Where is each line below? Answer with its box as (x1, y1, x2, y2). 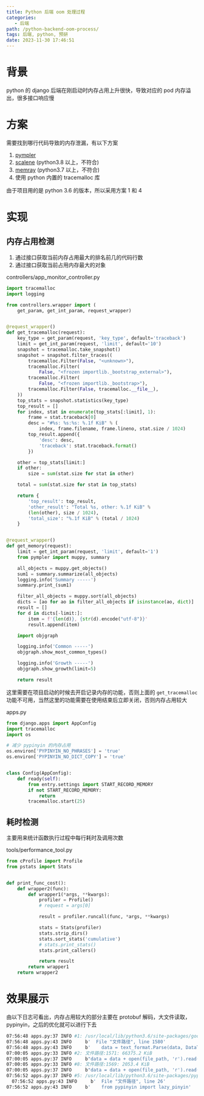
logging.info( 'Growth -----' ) (17, 660, 94, 667)
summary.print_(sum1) (17, 582, 72, 588)
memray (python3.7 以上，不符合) (15, 166, 100, 174)
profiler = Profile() (38, 897, 94, 903)
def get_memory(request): (6, 543, 72, 549)
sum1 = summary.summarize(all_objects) (17, 571, 118, 577)
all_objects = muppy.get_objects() (17, 565, 107, 571)
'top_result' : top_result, (28, 498, 97, 504)
